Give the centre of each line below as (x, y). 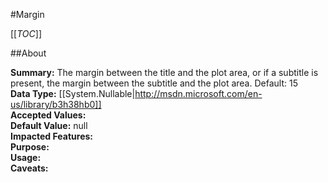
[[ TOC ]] (26, 33)
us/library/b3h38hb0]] (56, 104)
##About (28, 53)
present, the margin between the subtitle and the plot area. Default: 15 (154, 83)
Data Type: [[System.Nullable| (73, 93)
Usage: (26, 157)
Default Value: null (49, 125)
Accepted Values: (48, 115)
